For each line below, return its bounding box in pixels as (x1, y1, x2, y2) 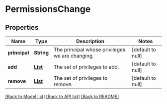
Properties (5, 23, 39, 32)
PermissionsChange (5, 3, 91, 15)
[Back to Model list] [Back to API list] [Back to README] (5, 94, 119, 100)
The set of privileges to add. (53, 63, 119, 70)
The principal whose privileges (53, 46, 126, 53)
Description (76, 38, 104, 45)
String (34, 50, 49, 56)
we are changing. (53, 52, 94, 59)
